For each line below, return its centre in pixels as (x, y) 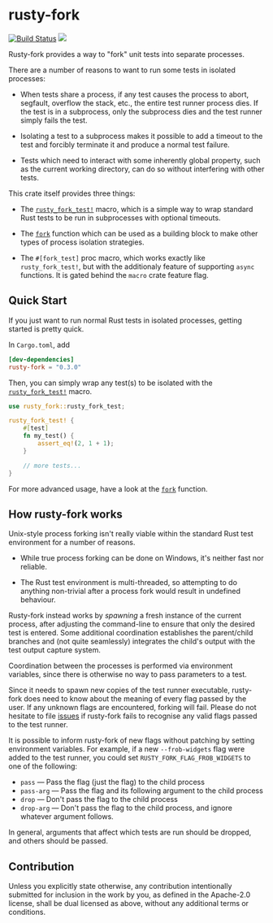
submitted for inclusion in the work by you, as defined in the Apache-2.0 (129, 895)
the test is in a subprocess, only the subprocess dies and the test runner (141, 111)
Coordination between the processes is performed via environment (121, 666)
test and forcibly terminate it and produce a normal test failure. (125, 145)
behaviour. (38, 600)
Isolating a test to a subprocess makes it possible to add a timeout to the (141, 136)
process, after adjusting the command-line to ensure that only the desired (132, 624)
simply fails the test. (54, 120)
